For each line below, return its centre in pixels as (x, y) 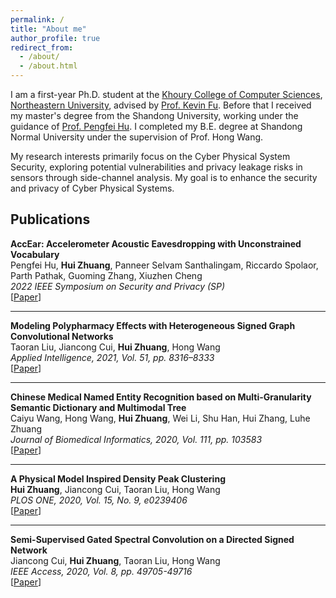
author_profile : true (55, 38)
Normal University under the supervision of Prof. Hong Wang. (137, 137)
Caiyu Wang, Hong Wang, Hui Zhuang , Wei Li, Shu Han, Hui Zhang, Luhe (160, 418)
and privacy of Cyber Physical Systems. (92, 188)
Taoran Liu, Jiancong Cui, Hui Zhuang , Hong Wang (115, 347)
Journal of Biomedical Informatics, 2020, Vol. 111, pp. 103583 (136, 439)
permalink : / (37, 19)
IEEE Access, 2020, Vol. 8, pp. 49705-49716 (101, 571)
